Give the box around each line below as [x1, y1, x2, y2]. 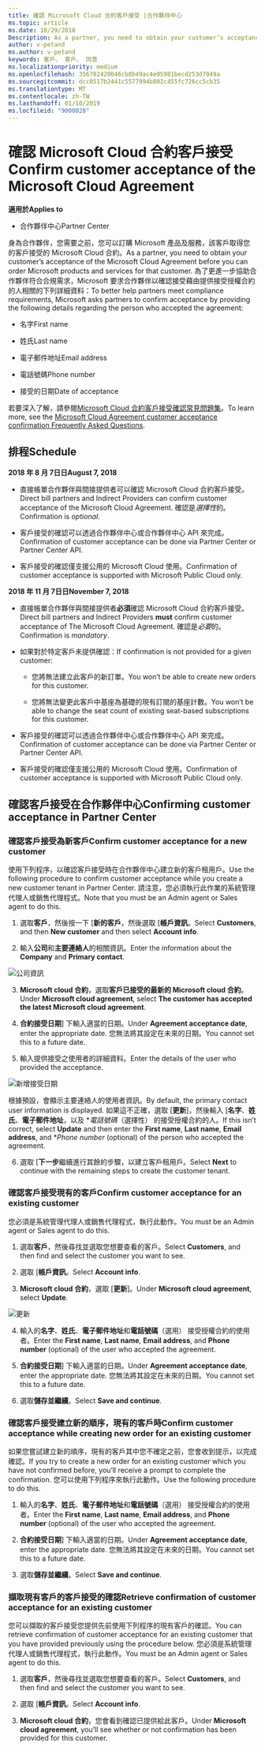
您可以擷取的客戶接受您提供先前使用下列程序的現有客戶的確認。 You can [8, 1621, 242, 1630]
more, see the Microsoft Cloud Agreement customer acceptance [8, 412, 218, 421]
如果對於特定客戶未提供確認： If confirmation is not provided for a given [19, 646, 252, 656]
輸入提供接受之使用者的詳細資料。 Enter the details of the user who [19, 1054, 237, 1064]
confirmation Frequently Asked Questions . [8, 420, 146, 430]
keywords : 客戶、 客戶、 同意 [8, 56, 99, 64]
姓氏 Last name [19, 336, 69, 346]
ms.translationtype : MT [8, 84, 87, 93]
